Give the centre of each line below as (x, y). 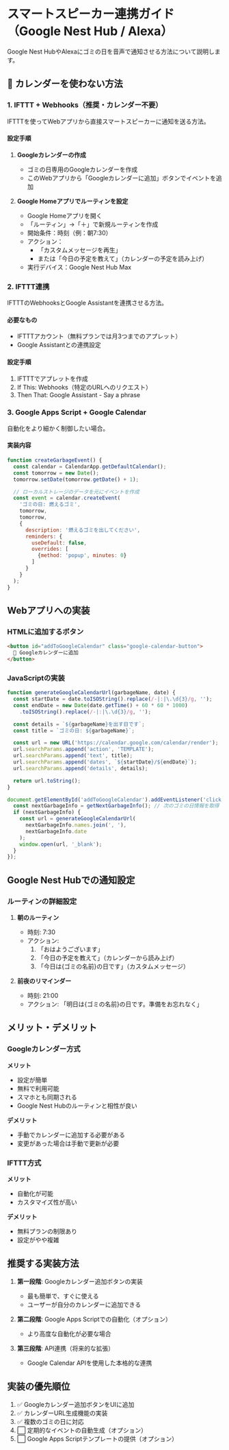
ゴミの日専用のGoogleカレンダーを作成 (82, 169)
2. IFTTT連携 (28, 287)
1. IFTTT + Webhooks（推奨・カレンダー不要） (85, 105)
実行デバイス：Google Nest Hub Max (79, 267)
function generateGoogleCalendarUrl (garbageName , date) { (91, 693)
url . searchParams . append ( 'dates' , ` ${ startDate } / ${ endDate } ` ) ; (105, 762)
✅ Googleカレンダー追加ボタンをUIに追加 (76, 1404)
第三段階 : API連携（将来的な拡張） (66, 1348)
